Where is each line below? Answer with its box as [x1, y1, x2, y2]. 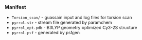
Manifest [4, 4, 26, 10]
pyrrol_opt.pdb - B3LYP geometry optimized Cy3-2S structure [11, 25, 137, 30]
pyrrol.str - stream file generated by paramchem [11, 20, 112, 25]
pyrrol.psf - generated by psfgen [11, 30, 80, 36]
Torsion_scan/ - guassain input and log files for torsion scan [11, 15, 132, 20]
